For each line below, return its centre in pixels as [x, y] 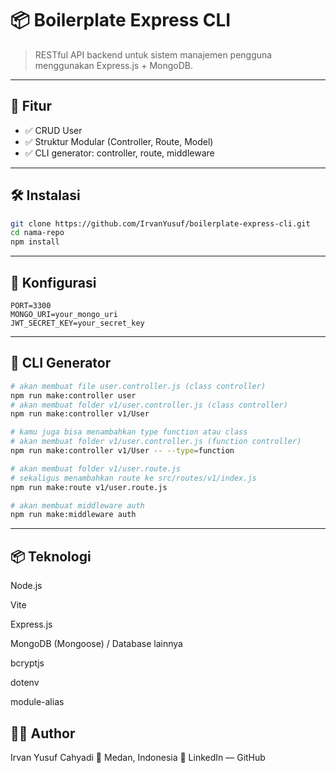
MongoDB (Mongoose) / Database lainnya [96, 644]
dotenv [25, 683]
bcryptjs [27, 663]
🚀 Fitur [31, 106]
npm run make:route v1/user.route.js [89, 487]
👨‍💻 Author [43, 733]
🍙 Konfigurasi [53, 282]
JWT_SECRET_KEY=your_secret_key [77, 323]
